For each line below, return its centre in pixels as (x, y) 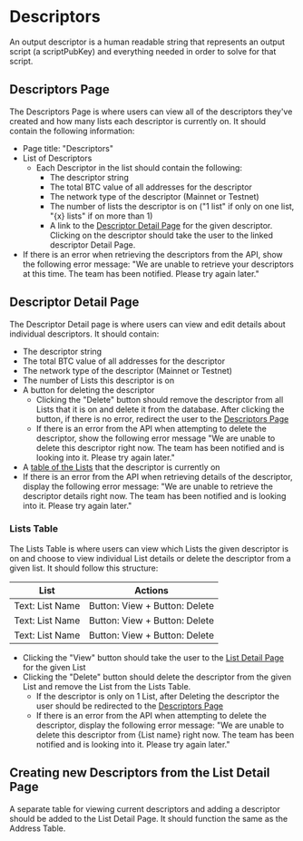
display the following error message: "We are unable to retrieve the (148, 486)
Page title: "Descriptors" (68, 148)
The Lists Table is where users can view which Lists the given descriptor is (149, 548)
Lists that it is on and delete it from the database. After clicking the (160, 409)
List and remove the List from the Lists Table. (107, 686)
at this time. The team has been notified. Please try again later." (141, 273)
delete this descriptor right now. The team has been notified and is (160, 447)
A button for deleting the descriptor (88, 390)
